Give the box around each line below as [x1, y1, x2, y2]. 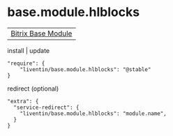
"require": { [7, 60, 45, 67]
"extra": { [7, 98, 39, 105]
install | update [7, 46, 50, 54]
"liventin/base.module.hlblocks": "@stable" [20, 66, 151, 73]
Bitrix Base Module [10, 29, 73, 38]
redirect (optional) [7, 84, 59, 93]
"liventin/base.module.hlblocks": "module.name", [20, 109, 167, 117]
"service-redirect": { [13, 104, 80, 111]
